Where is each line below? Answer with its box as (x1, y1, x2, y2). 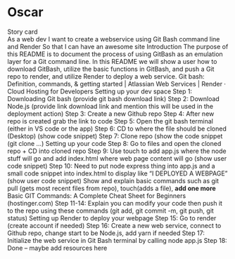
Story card (7, 27, 38, 36)
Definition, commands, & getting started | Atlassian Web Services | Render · (7, 79, 227, 88)
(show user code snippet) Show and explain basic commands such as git (7, 176, 220, 185)
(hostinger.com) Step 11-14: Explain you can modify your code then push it (7, 199, 223, 207)
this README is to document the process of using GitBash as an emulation (7, 50, 223, 58)
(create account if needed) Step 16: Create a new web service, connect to (7, 221, 222, 230)
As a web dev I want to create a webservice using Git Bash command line (7, 34, 220, 43)
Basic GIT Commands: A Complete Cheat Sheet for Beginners (7, 191, 186, 200)
